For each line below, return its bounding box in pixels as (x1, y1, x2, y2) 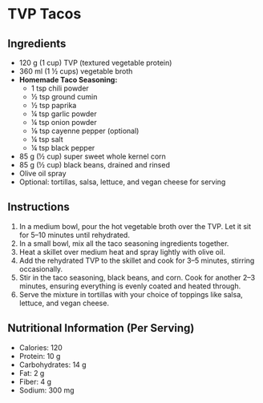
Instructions (7, 200, 70, 214)
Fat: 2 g (18, 368, 45, 377)
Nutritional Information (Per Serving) (7, 321, 195, 335)
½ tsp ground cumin (30, 92, 98, 101)
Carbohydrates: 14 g (18, 360, 87, 369)
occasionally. (18, 264, 63, 273)
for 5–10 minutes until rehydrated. (18, 230, 130, 240)
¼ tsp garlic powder (30, 109, 97, 119)
